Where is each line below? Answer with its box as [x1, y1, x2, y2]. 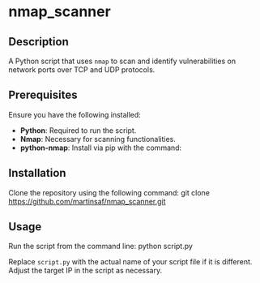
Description [8, 35, 69, 49]
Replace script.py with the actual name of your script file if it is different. [8, 257, 253, 267]
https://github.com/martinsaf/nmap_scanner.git [8, 196, 166, 206]
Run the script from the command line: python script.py [8, 242, 193, 251]
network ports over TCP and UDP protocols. [8, 65, 156, 75]
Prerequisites [8, 88, 78, 102]
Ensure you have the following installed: [8, 109, 142, 119]
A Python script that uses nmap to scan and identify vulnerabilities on [8, 56, 237, 66]
